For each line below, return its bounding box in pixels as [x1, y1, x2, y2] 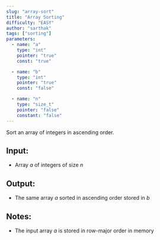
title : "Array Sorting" [6, 14, 65, 20]
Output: [6, 179, 36, 189]
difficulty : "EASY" [6, 20, 55, 25]
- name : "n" [11, 96, 41, 102]
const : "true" [17, 58, 52, 64]
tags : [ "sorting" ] [6, 31, 52, 37]
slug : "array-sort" [6, 8, 55, 15]
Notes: [6, 211, 31, 222]
